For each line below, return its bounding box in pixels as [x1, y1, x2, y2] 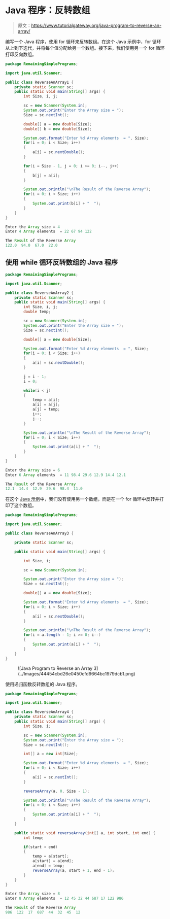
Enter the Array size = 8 [5, 891, 60, 896]
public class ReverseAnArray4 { [5, 709, 74, 714]
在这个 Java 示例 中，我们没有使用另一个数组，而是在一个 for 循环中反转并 [5, 496, 160, 502]
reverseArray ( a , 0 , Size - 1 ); [23, 789, 90, 794]
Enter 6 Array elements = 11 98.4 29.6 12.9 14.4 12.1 [5, 472, 126, 478]
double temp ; [23, 309, 51, 315]
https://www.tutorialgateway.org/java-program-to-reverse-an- [31, 22, 162, 28]
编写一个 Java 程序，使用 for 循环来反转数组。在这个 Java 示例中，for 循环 [5, 39, 161, 45]
